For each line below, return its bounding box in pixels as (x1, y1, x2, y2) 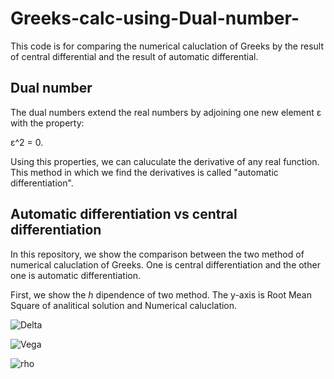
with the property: (10, 117, 85, 129)
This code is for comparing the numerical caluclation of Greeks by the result (10, 40, 324, 52)
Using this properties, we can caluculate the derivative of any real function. (10, 155, 320, 167)
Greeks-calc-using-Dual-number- (10, 7, 300, 30)
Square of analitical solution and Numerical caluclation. (10, 299, 238, 311)
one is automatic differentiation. (10, 269, 141, 281)
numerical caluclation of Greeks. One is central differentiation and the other (10, 258, 321, 271)
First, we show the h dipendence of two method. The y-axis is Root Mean (10, 288, 312, 301)
